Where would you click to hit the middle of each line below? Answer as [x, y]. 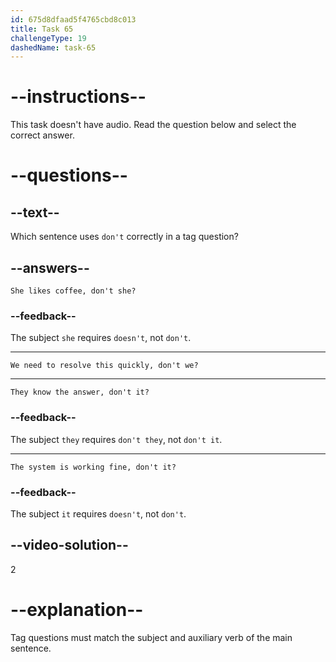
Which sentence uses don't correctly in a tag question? [124, 237]
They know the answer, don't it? [80, 392]
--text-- [35, 212]
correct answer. [42, 135]
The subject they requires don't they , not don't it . [116, 439]
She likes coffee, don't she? [73, 291]
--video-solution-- [69, 545]
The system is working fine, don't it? [93, 467]
